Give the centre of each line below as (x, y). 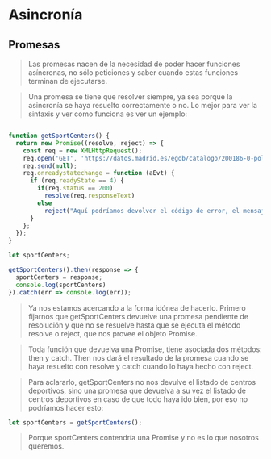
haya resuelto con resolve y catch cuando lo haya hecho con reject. (141, 366)
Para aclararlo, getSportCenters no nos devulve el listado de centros (142, 382)
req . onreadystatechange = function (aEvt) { (99, 173)
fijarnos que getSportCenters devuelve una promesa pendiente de (138, 316)
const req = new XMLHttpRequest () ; (83, 151)
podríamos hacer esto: (65, 407)
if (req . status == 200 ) (75, 188)
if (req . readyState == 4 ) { (77, 181)
